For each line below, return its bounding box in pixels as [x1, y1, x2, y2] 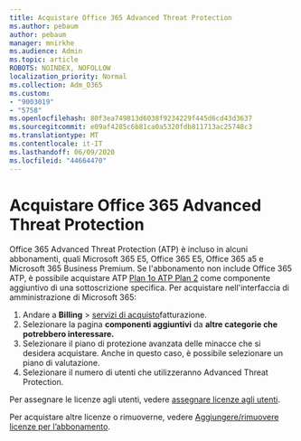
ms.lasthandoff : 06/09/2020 [9, 147, 116, 156]
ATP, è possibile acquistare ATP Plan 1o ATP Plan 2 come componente [9, 273, 271, 284]
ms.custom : [9, 89, 51, 98]
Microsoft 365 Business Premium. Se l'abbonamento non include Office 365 [9, 263, 292, 274]
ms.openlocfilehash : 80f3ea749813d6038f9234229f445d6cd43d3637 [9, 114, 253, 123]
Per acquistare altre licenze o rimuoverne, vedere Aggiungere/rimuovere [9, 412, 279, 423]
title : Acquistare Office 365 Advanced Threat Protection [9, 13, 232, 23]
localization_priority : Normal [9, 72, 127, 81]
